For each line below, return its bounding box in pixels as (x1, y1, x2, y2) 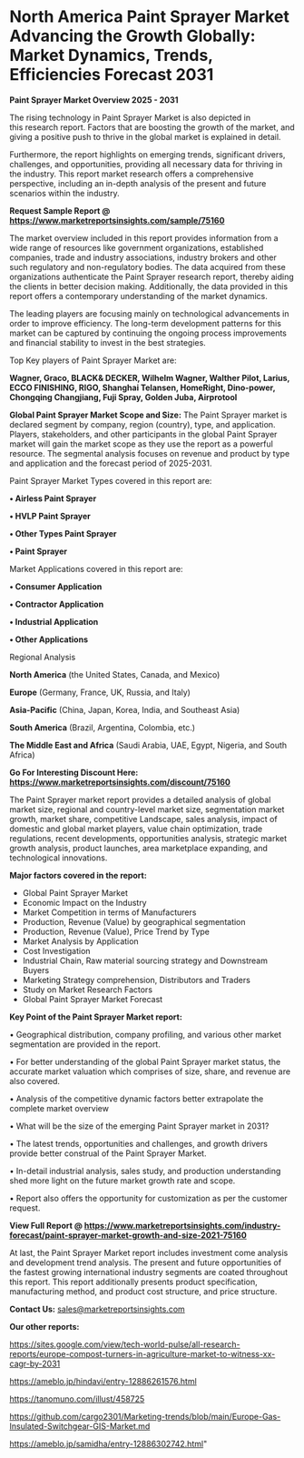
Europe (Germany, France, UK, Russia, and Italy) (9, 687, 191, 698)
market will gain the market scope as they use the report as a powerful (9, 438, 274, 449)
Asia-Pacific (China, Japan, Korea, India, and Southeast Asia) (9, 704, 240, 715)
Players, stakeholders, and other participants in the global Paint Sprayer (9, 428, 278, 439)
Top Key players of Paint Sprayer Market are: (9, 355, 177, 366)
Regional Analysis (9, 651, 76, 662)
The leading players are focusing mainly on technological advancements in (9, 307, 289, 319)
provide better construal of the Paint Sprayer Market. (9, 1148, 207, 1159)
